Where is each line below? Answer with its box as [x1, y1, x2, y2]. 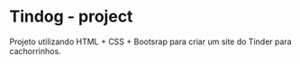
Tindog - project [9, 6, 133, 27]
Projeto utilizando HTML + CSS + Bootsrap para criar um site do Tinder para [9, 36, 292, 47]
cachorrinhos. [9, 45, 61, 56]
